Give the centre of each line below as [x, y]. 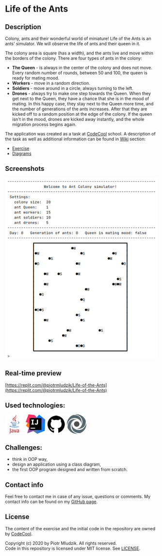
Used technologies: [35, 405]
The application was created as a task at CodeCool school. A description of [81, 134]
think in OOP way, [30, 459]
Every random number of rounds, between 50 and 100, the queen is [80, 73]
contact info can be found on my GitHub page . [51, 502]
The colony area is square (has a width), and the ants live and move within [79, 53]
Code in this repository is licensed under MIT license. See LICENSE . [73, 548]
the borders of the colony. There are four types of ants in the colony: [73, 58]
